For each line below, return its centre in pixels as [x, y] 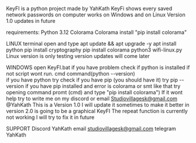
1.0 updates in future [31, 21]
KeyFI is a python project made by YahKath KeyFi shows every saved [89, 8]
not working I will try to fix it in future [50, 117]
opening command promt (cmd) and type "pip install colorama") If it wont [94, 92]
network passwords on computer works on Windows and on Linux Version [96, 15]
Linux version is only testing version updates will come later [78, 56]
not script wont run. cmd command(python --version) [71, 74]
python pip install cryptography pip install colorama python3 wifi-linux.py [94, 50]
